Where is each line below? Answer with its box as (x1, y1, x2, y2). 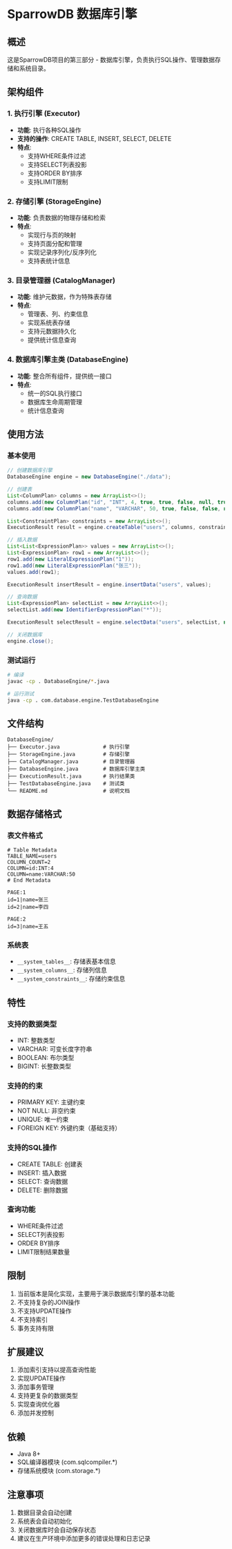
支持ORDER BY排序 (27, 169, 83, 177)
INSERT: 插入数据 (17, 1168, 67, 1177)
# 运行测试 (7, 690, 35, 697)
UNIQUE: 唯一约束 (17, 1115, 69, 1124)
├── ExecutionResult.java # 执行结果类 (7, 773, 135, 780)
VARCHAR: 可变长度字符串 (17, 1044, 93, 1053)
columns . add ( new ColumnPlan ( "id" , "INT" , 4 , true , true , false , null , (7, 499, 215, 506)
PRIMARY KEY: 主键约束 (17, 1098, 86, 1106)
